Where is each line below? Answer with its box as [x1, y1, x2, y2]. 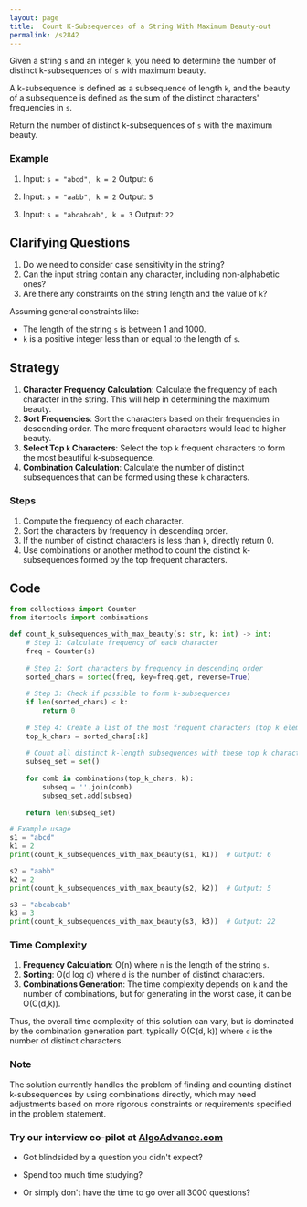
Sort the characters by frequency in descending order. [22, 524, 228, 535]
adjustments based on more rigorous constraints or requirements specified [9, 1098, 292, 1109]
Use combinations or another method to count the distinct [22, 545, 241, 556]
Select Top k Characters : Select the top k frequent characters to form [22, 442, 286, 453]
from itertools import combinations [9, 613, 149, 622]
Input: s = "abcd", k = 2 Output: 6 [22, 173, 153, 184]
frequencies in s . [9, 102, 73, 113]
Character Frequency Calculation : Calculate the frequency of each [22, 385, 278, 396]
